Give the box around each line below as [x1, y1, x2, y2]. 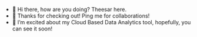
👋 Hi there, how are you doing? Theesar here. [12, 6, 127, 13]
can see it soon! [12, 25, 53, 32]
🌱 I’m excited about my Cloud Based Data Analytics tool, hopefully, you [12, 19, 191, 25]
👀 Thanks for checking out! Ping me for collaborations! [12, 12, 150, 19]
